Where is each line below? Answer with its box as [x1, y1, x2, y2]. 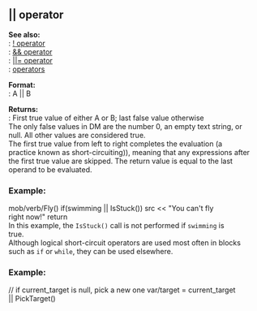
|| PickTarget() [8, 294, 56, 304]
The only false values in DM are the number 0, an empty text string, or [8, 121, 243, 131]
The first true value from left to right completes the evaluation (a [8, 139, 223, 149]
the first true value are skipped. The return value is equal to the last [8, 156, 233, 166]
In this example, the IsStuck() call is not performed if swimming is [8, 221, 225, 231]
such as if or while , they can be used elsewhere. [8, 247, 173, 257]
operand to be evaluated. [8, 164, 92, 175]
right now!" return [8, 212, 68, 222]
